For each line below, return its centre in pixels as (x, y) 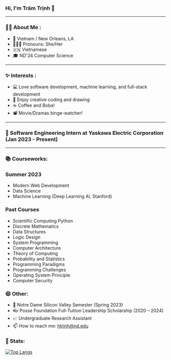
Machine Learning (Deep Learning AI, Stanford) (62, 197)
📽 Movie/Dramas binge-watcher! (48, 113)
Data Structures (29, 231)
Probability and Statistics (39, 259)
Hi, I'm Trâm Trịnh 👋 (30, 8)
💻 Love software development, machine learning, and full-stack (80, 87)
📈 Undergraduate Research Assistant (52, 318)
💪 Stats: (15, 341)
